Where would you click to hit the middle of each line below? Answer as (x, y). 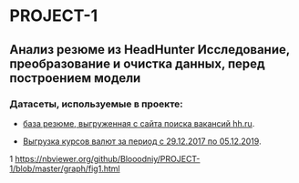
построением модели (75, 78)
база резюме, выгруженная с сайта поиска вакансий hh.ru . (139, 123)
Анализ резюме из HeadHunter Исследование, (149, 50)
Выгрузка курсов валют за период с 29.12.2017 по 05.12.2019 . (142, 141)
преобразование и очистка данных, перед (138, 63)
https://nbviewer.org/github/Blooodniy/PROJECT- (108, 158)
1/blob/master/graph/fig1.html (65, 168)
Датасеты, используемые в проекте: (97, 104)
